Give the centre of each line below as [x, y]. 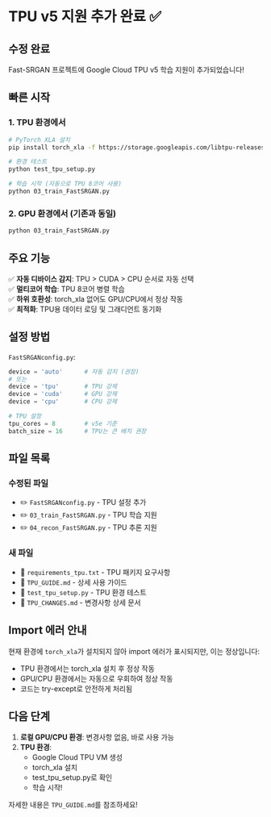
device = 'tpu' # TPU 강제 [63, 387]
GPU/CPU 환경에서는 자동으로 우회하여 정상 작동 [96, 678]
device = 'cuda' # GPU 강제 [63, 394]
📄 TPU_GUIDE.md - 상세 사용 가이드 [73, 582]
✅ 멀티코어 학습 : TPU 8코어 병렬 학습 [67, 289]
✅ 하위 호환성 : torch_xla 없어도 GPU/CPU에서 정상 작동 [96, 298]
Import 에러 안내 [48, 630]
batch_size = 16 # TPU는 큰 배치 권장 [77, 431]
